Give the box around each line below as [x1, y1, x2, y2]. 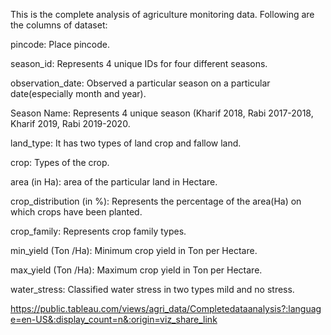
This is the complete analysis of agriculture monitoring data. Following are [10, 9, 315, 20]
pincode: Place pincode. [10, 39, 111, 50]
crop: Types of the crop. [10, 157, 110, 168]
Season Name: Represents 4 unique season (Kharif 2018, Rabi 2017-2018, [10, 107, 314, 119]
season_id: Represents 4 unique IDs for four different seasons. [10, 58, 268, 69]
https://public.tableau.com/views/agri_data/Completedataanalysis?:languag [10, 303, 322, 314]
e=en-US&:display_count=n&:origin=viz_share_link [10, 314, 218, 325]
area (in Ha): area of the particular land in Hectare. [10, 176, 218, 188]
